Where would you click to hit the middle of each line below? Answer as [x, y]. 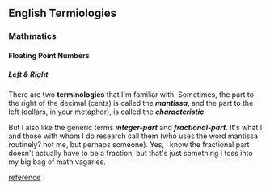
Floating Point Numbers [49, 55]
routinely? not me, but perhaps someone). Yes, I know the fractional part [129, 144]
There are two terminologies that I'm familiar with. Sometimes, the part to [131, 94]
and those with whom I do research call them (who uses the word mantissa [133, 136]
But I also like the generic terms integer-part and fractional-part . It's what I [135, 127]
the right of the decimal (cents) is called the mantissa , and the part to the [131, 103]
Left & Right [28, 74]
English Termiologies [63, 13]
